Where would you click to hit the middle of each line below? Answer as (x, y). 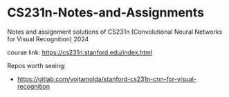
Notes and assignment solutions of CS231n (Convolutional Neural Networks (115, 32)
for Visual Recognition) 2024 (48, 39)
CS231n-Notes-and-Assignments (106, 13)
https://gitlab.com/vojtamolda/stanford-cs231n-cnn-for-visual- (107, 79)
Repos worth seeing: (37, 65)
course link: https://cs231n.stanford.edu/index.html (80, 52)
